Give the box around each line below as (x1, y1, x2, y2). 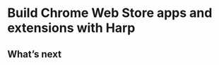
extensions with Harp (7, 20, 136, 36)
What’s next (7, 48, 62, 60)
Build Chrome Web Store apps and (7, 5, 213, 21)
